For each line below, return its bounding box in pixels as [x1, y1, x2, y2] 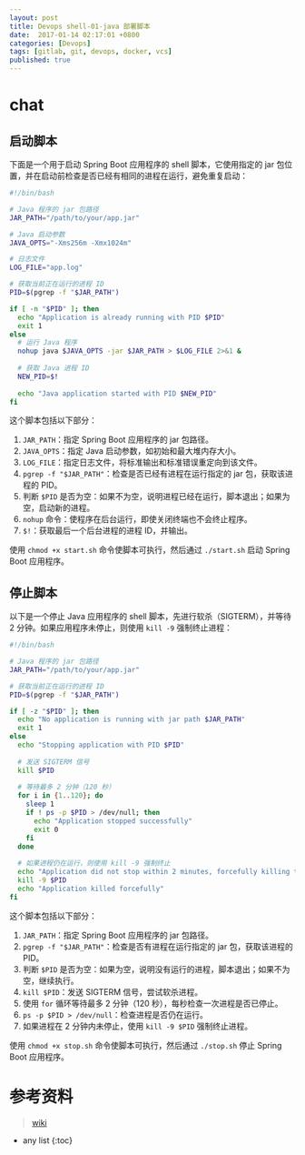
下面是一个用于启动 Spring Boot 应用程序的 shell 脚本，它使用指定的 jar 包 [9, 159, 285, 169]
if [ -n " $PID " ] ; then [9, 304, 100, 314]
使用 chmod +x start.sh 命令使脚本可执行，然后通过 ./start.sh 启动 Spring [9, 545, 290, 556]
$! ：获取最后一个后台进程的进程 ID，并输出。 [22, 525, 192, 537]
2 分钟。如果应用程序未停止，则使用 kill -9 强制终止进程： [9, 622, 233, 633]
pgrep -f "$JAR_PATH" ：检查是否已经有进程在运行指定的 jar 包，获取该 [22, 468, 286, 479]
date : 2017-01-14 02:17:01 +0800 [9, 30, 141, 39]
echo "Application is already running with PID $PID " [17, 313, 225, 322]
